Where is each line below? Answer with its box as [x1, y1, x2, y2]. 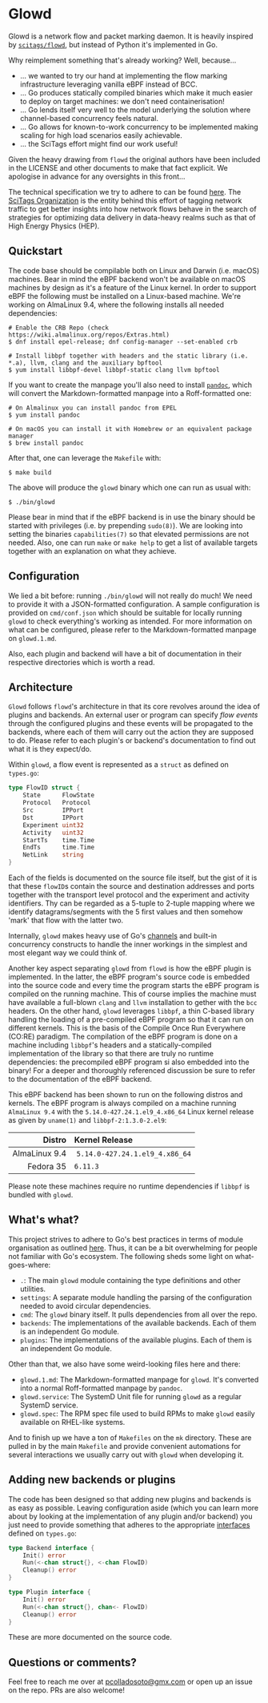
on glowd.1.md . [8, 633, 58, 643]
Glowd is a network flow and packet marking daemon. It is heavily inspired [8, 31, 254, 41]
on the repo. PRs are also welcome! [8, 1685, 126, 1695]
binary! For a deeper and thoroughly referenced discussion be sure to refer [8, 1066, 256, 1075]
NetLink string [22, 851, 84, 859]
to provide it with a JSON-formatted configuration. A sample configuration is [8, 599, 260, 609]
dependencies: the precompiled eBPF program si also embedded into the [8, 1057, 250, 1067]
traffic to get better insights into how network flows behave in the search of [8, 204, 258, 213]
